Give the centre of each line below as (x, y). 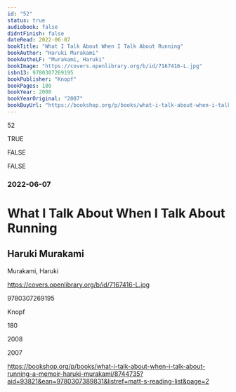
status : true (26, 20)
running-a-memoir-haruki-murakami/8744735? (76, 374)
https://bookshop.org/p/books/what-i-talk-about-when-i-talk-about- (106, 366)
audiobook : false (33, 27)
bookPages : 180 (29, 86)
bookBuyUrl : (25, 105)
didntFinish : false (36, 33)
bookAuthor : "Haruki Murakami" (53, 53)
